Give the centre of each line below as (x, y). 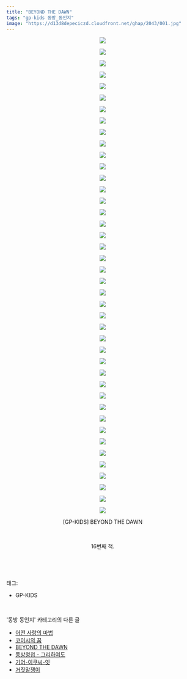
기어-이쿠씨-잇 (32, 662)
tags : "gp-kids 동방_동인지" (40, 18)
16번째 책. (103, 546)
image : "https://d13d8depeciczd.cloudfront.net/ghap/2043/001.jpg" (94, 23)
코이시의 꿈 (28, 640)
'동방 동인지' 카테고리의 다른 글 (43, 620)
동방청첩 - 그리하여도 (40, 655)
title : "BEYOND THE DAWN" (39, 12)
